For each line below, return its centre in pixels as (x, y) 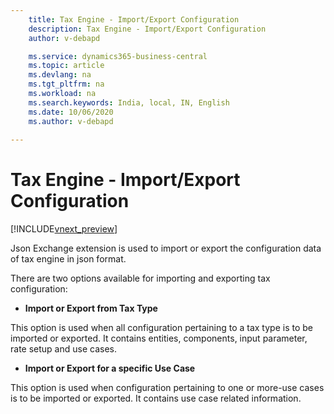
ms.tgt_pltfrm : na (66, 84)
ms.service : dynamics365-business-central (118, 56)
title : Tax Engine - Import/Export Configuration (134, 19)
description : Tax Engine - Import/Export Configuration (147, 29)
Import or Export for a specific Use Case (110, 368)
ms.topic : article (66, 66)
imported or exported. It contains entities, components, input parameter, (159, 338)
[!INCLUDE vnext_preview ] (64, 229)
